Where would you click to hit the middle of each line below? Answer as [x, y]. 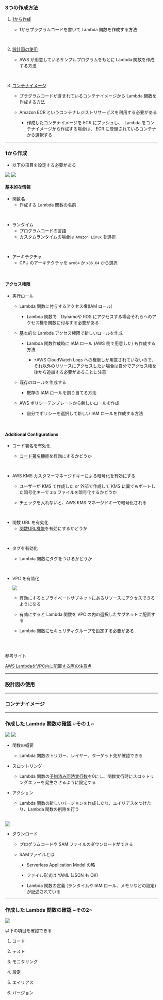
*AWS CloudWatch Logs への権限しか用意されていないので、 [95, 360]
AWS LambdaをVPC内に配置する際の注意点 [49, 666]
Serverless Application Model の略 [61, 865]
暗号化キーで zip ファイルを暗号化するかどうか [70, 492]
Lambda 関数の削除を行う [54, 809]
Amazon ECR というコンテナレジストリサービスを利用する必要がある [88, 113]
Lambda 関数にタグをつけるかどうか [56, 559]
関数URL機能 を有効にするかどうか [53, 528]
